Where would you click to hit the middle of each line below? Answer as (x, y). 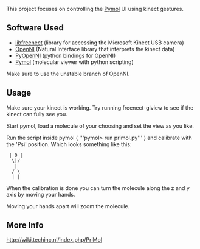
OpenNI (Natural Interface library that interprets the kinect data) (95, 49)
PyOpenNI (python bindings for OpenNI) (65, 55)
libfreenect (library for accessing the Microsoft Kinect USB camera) (99, 43)
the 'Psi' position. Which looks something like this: (69, 144)
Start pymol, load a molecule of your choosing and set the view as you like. (100, 126)
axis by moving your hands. (41, 194)
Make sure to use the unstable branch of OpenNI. (68, 74)
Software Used (35, 28)
